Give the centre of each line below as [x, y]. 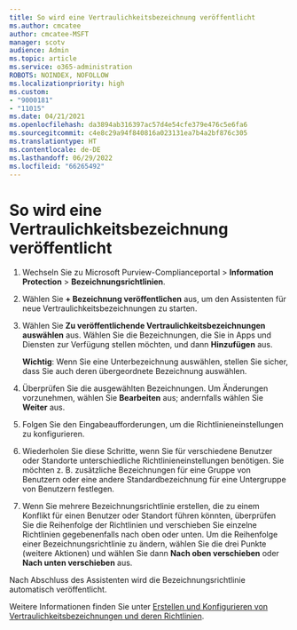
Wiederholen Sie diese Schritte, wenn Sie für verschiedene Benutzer [147, 451]
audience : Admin [39, 51]
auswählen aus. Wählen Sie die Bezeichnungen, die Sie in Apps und [147, 335]
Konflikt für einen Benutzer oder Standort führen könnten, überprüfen [149, 515]
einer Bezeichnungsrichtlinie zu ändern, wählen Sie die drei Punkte [144, 544]
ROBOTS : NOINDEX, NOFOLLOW [59, 76]
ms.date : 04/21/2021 [47, 116]
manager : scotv [37, 42]
